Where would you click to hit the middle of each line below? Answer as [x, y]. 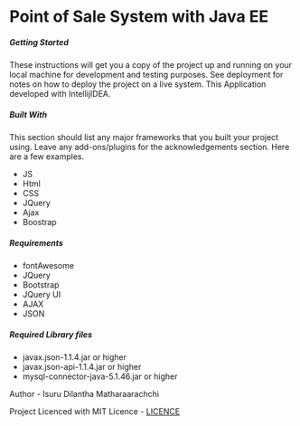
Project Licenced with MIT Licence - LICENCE [95, 412]
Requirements [36, 242]
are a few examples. [47, 156]
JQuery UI [42, 295]
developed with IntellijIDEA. [60, 94]
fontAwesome [48, 266]
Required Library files [51, 334]
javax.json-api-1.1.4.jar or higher [82, 367]
